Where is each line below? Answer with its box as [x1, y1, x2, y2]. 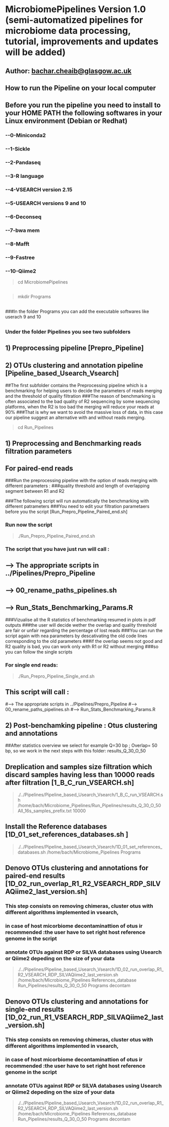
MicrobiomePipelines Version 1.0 [5, 4, 146, 15]
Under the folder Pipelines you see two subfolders [5, 328, 131, 336]
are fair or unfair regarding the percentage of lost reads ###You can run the [5, 628, 163, 634]
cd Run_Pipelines [17, 425, 54, 431]
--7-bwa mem [5, 226, 40, 233]
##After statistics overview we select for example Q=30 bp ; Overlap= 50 [5, 742, 158, 748]
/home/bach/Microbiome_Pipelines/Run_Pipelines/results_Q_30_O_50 [17, 803, 161, 808]
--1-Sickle [5, 146, 30, 153]
